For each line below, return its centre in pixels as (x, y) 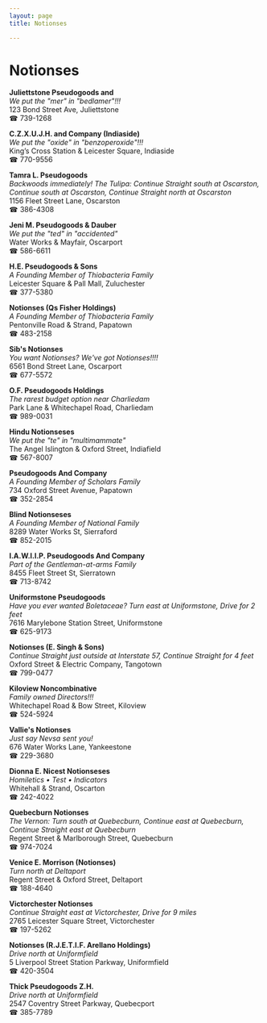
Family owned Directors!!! (51, 697)
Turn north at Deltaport (47, 871)
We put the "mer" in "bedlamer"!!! (65, 101)
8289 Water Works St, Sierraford (63, 532)
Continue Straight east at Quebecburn (72, 830)
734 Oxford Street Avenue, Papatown (71, 491)
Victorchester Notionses (51, 904)
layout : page (31, 16)
